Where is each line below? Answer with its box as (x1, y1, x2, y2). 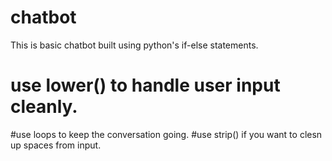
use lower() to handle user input (10, 74, 281, 97)
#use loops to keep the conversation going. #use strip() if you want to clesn (10, 128, 323, 140)
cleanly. (10, 96, 78, 118)
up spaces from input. (10, 139, 102, 151)
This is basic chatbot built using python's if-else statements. (10, 39, 259, 51)
